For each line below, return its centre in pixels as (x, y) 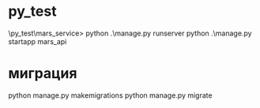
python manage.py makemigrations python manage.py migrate (110, 95)
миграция (43, 74)
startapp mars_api (38, 41)
